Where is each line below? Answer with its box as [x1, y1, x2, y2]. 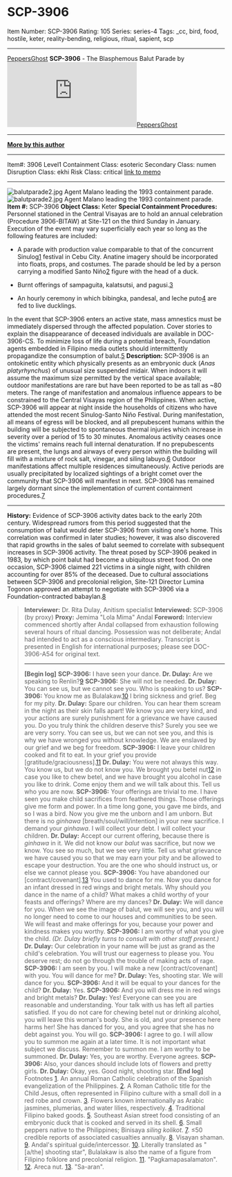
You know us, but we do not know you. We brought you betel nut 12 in [23, 765, 222, 773]
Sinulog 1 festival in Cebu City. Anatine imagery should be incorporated [17, 252, 218, 260]
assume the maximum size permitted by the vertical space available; [7, 373, 202, 381]
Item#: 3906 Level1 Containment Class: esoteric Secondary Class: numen [7, 160, 216, 168]
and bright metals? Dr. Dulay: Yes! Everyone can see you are [23, 993, 197, 1001]
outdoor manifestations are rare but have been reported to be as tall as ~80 [7, 381, 222, 389]
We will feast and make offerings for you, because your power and [23, 919, 214, 928]
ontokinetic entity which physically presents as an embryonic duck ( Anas [7, 359, 215, 367]
